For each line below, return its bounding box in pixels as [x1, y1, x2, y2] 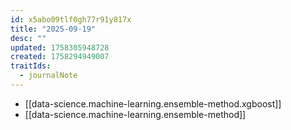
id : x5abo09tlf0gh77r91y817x [10, 14, 132, 25]
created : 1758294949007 [10, 52, 110, 62]
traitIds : [10, 61, 52, 71]
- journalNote [19, 71, 78, 81]
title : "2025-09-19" [10, 24, 97, 34]
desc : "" [10, 33, 47, 43]
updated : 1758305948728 [10, 42, 110, 53]
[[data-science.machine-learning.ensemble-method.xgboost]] [24, 97, 282, 110]
